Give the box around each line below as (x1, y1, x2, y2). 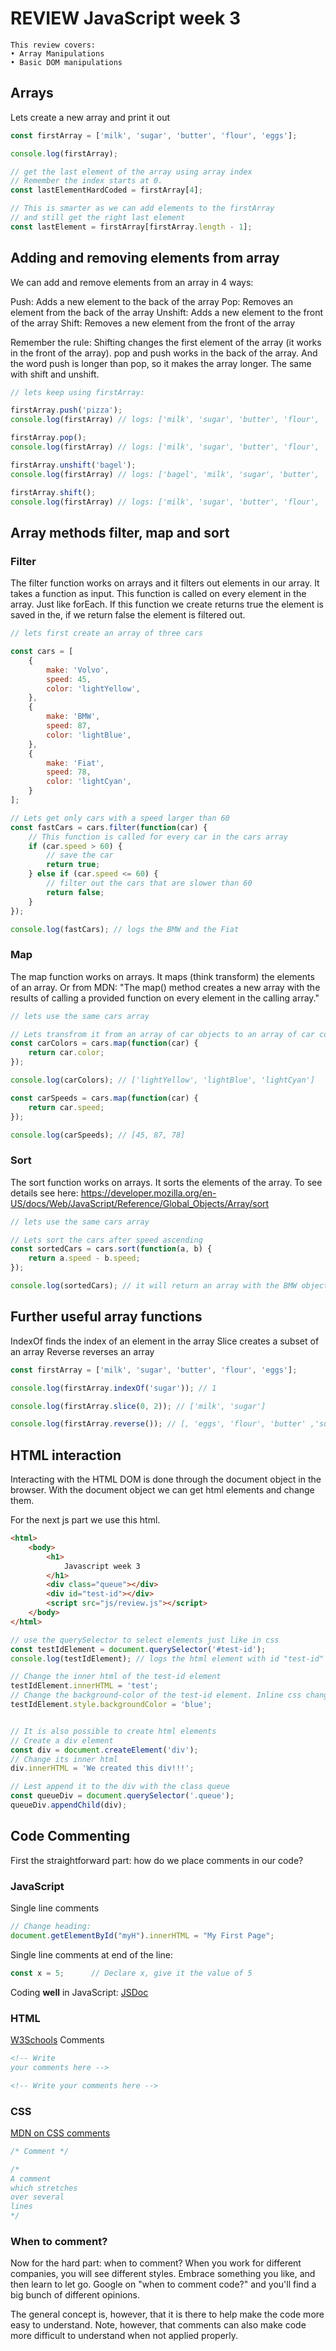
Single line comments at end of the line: (10, 1948, 174, 1961)
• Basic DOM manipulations (10, 57, 123, 67)
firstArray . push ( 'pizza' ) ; (10, 405, 123, 416)
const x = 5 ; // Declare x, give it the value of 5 (10, 1968, 253, 1978)
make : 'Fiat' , (46, 758, 105, 768)
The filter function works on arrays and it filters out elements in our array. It (10, 577, 320, 589)
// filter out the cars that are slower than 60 (46, 878, 253, 888)
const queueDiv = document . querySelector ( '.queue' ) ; (10, 1791, 235, 1801)
